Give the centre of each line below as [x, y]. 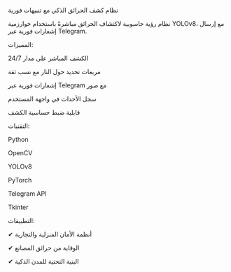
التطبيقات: [21, 221]
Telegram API [27, 194]
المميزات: [21, 44]
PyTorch [20, 180]
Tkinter [18, 207]
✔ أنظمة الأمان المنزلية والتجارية [50, 234]
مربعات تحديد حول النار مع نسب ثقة [54, 72]
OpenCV [20, 153]
